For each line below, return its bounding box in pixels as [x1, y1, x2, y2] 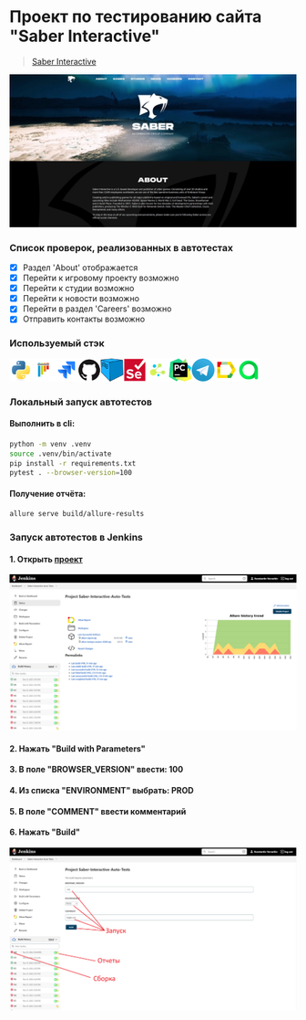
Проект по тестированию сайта [9, 6, 262, 27]
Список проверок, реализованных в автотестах [9, 241, 234, 254]
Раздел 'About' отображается [22, 262, 138, 273]
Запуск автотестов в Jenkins [9, 531, 143, 544]
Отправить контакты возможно [22, 313, 146, 325]
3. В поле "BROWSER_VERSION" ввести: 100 [9, 764, 184, 775]
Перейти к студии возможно [22, 283, 135, 294]
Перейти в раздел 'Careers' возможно [22, 303, 172, 314]
